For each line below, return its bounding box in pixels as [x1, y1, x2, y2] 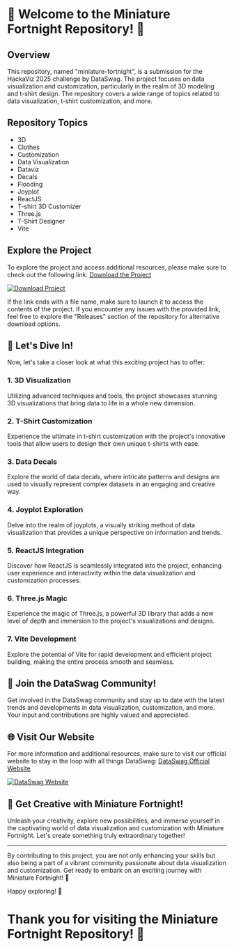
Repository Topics [7, 117, 88, 129]
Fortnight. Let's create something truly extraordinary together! [7, 831, 186, 839]
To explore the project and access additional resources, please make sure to [7, 263, 226, 271]
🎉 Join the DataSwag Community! [7, 677, 157, 689]
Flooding [17, 180, 43, 188]
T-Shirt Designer [17, 217, 65, 225]
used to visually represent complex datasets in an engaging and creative [7, 480, 216, 488]
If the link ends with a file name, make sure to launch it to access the [7, 297, 204, 306]
